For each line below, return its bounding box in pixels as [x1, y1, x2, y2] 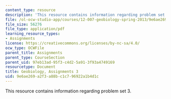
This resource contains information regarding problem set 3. [5, 88, 131, 94]
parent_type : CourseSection [5, 55, 65, 60]
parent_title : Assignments [5, 50, 63, 55]
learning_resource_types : [5, 31, 60, 36]
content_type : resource [5, 7, 56, 13]
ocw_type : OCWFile [5, 45, 44, 51]
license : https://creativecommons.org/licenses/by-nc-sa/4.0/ [5, 41, 140, 46]
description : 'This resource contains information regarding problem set [5, 12, 165, 17]
